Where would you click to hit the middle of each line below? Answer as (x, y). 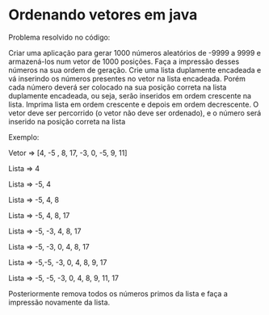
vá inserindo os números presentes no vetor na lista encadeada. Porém (127, 78)
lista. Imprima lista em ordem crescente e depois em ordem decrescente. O (134, 104)
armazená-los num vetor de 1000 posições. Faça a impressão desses (124, 61)
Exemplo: (24, 137)
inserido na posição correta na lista (67, 121)
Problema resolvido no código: (59, 37)
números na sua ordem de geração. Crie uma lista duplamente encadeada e (135, 69)
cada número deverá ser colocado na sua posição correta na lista (118, 87)
